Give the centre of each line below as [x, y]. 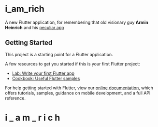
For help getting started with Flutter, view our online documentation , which [79, 88]
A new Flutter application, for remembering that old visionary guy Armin [77, 22]
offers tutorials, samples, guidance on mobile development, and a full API [78, 93]
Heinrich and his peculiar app [35, 27]
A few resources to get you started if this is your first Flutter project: [72, 63]
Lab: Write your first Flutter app [43, 73]
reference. [15, 98]
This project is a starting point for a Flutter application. [59, 54]
